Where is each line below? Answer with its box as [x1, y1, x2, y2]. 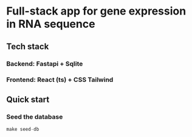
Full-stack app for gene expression [6, 4, 187, 18]
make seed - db [6, 126, 39, 133]
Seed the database [6, 112, 63, 121]
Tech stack [6, 41, 49, 52]
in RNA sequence [6, 17, 95, 31]
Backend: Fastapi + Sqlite [6, 59, 83, 68]
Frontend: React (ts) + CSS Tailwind [6, 76, 114, 84]
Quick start [6, 94, 50, 104]
